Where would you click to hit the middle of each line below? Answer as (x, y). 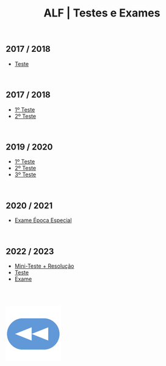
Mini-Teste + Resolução (44, 266)
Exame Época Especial (43, 220)
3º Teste (25, 174)
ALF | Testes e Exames (102, 13)
